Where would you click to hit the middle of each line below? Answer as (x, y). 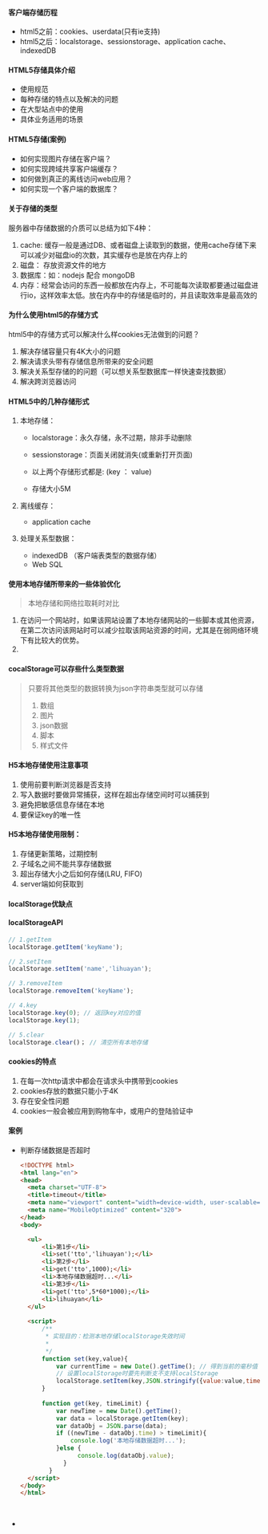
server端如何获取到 (52, 884)
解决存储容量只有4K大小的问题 (70, 351)
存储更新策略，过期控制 (58, 854)
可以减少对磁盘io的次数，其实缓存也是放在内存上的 (104, 255)
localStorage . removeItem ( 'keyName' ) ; (71, 991)
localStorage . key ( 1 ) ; (44, 1020)
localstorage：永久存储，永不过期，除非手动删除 (112, 438)
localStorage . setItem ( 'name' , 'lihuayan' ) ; (80, 969)
